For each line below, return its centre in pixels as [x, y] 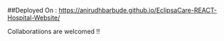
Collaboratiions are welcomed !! [54, 31]
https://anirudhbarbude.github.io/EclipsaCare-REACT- [138, 10]
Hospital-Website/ [34, 18]
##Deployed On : [32, 10]
